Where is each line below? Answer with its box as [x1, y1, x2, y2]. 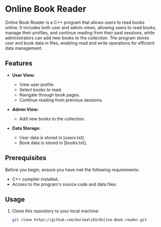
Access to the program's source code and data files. [12, 181, 117, 187]
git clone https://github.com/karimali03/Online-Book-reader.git [12, 217, 147, 223]
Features [5, 59, 32, 67]
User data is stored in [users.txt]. [19, 134, 85, 140]
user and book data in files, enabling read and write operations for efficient [5, 40, 155, 46]
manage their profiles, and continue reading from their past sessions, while [5, 30, 155, 35]
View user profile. [19, 81, 55, 87]
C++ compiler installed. [12, 176, 59, 182]
